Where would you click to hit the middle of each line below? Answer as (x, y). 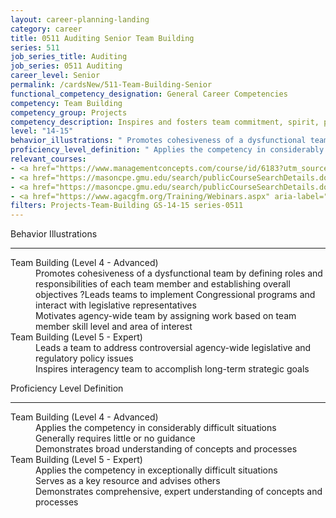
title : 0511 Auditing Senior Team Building (102, 38)
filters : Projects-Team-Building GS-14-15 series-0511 (127, 206)
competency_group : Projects (69, 112)
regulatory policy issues (84, 358)
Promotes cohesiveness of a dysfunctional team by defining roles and (179, 273)
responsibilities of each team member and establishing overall (163, 284)
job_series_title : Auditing (69, 57)
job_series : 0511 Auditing (66, 66)
